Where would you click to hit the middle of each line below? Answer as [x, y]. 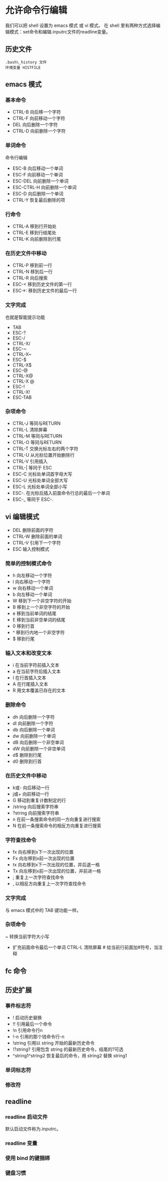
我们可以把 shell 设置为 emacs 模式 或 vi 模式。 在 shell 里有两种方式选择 [81, 25]
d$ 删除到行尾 [27, 755]
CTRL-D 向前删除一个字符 [39, 131]
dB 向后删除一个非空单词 [38, 742]
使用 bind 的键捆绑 [28, 1158]
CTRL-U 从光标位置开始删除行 [43, 455]
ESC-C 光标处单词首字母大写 [42, 474]
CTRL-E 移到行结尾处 [34, 233]
